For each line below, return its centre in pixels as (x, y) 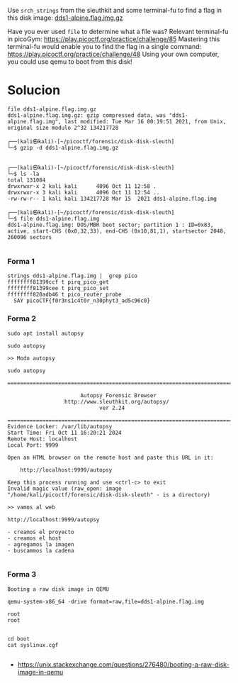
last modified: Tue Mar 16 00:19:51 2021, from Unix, (145, 121)
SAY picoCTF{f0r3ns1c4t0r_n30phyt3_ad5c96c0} (82, 301)
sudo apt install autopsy (45, 333)
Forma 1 (21, 261)
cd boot (19, 639)
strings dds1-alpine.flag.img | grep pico (73, 276)
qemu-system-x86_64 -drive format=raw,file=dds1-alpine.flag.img (106, 601)
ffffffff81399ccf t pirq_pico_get (58, 282)
